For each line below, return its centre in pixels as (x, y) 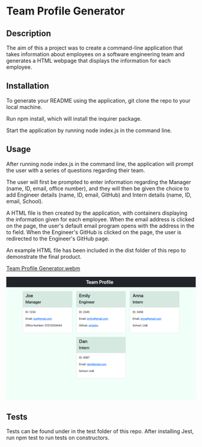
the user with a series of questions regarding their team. (76, 170)
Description (29, 33)
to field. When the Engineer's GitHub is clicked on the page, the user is (94, 232)
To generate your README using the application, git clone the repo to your (99, 100)
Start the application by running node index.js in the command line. (89, 130)
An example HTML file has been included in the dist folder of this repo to (96, 250)
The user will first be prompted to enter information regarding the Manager (99, 182)
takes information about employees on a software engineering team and (96, 54)
